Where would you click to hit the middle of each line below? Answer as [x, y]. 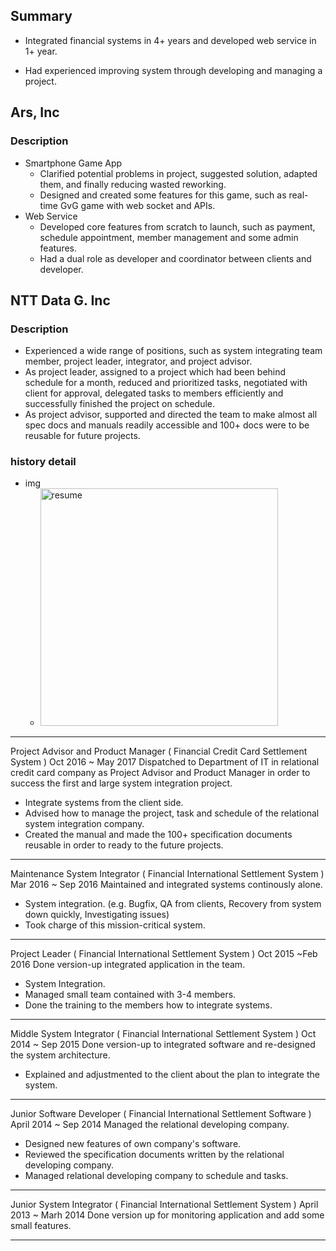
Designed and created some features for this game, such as [163, 195]
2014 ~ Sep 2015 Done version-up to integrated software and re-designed [163, 1045]
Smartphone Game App [73, 163]
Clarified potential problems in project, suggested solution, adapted [178, 173]
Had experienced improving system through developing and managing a [173, 70]
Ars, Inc [35, 112]
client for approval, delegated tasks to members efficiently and [154, 393]
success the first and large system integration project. [121, 783]
